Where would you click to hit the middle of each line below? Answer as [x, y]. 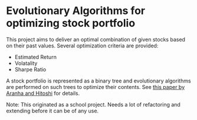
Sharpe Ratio [30, 69]
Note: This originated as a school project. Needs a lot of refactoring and [93, 104]
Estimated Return [36, 57]
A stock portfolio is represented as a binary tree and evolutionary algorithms [98, 81]
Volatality [26, 63]
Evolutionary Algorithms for [76, 11]
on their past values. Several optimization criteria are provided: [82, 46]
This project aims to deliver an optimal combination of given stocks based [96, 39]
